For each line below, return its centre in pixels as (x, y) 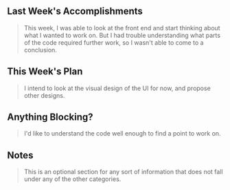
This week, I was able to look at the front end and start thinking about (122, 28)
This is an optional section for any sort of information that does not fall (123, 172)
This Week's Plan (45, 72)
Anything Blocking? (50, 117)
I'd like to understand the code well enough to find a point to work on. (122, 134)
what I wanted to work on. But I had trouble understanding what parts (122, 35)
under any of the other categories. (72, 179)
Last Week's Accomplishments (75, 11)
